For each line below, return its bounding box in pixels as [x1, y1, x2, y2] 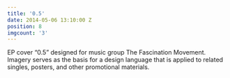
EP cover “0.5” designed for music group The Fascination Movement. [7, 48, 206, 57]
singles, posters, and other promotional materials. [7, 63, 150, 71]
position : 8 [7, 23, 42, 30]
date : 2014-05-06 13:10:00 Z [7, 17, 92, 23]
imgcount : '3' [7, 29, 49, 37]
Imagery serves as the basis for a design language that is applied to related [7, 56, 224, 64]
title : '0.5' [7, 10, 45, 17]
